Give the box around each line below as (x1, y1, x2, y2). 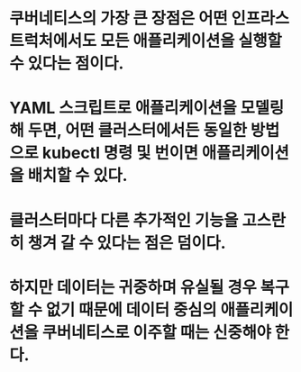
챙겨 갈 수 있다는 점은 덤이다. (27, 232, 227, 253)
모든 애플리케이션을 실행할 (100, 31, 282, 51)
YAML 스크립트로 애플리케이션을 (9, 98, 237, 118)
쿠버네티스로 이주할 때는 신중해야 (41, 322, 272, 342)
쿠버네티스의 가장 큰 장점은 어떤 (9, 8, 228, 29)
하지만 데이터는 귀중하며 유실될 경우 (9, 277, 257, 297)
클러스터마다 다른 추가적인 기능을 (9, 210, 239, 231)
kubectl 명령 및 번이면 (41, 143, 198, 163)
